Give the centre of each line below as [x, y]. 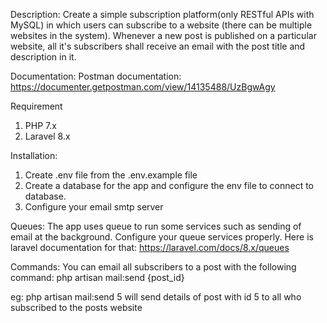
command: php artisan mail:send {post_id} [97, 277]
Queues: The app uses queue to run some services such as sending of [156, 226]
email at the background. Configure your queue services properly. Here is [162, 237]
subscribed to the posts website [76, 307]
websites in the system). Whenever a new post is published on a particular [163, 35]
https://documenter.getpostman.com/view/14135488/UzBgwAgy [143, 87]
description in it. [43, 57]
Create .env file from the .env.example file [111, 175]
